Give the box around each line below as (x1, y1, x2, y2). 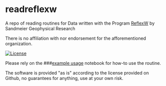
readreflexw (5, 4, 57, 15)
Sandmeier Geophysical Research (5, 25, 75, 31)
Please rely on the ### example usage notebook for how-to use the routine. (5, 60, 161, 66)
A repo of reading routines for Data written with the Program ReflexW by (5, 20, 155, 26)
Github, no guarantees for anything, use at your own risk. (5, 75, 124, 81)
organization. (5, 40, 33, 46)
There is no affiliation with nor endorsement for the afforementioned (5, 35, 146, 41)
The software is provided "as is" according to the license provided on (5, 69, 149, 76)
